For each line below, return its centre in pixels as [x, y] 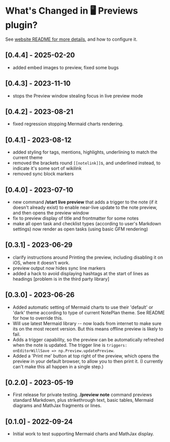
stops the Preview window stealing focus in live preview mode [78, 96]
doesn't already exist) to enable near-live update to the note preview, [85, 207]
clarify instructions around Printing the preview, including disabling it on [88, 257]
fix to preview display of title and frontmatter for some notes [76, 218]
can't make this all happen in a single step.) [58, 366]
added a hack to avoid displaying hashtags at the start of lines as [81, 273]
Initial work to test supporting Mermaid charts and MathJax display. [83, 434]
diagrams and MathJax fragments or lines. [57, 405]
